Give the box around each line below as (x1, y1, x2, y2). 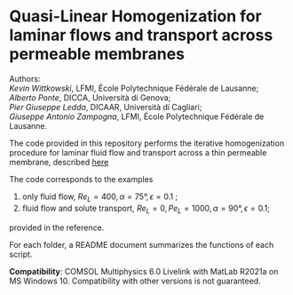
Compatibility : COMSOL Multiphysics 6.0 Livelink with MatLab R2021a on (9, 266, 279, 276)
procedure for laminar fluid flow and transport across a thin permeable (9, 147, 267, 157)
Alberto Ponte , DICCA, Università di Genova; (9, 92, 171, 103)
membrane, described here (9, 156, 109, 167)
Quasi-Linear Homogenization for (9, 6, 262, 27)
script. (9, 249, 33, 259)
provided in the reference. (9, 222, 105, 233)
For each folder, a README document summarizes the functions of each (9, 239, 274, 250)
